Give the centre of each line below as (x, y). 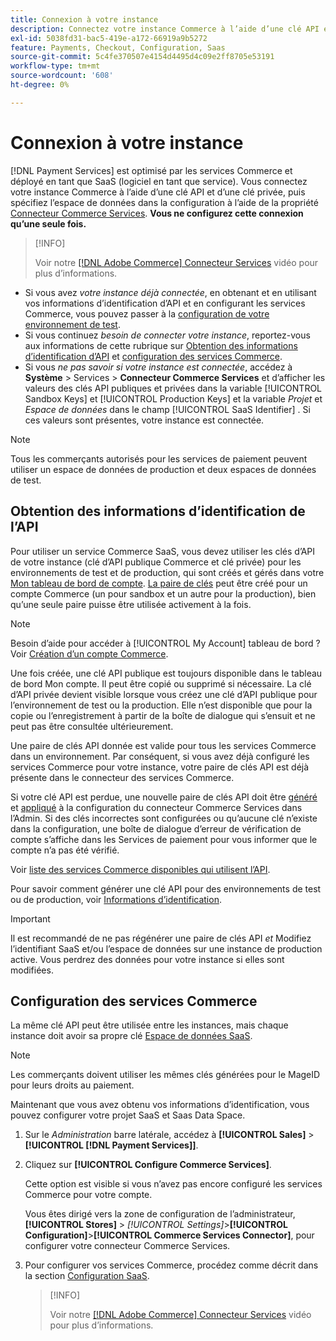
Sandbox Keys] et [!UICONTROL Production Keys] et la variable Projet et (173, 398)
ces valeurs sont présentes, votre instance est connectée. (144, 420)
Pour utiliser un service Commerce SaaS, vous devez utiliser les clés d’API (163, 551)
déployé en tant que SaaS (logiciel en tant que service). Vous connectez (159, 181)
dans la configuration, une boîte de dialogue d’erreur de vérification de (156, 828)
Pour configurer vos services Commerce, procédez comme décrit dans (171, 1265)
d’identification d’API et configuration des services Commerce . (153, 356)
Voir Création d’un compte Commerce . (89, 653)
